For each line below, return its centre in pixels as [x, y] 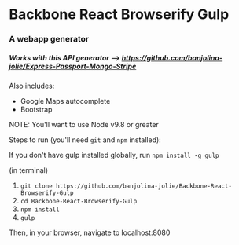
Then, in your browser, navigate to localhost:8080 [90, 232]
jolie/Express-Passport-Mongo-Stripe [73, 66]
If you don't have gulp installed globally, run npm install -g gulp [114, 155]
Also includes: [32, 86]
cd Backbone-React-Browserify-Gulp [79, 202]
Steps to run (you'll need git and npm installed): [85, 140]
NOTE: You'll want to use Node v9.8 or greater [84, 125]
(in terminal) [29, 170]
